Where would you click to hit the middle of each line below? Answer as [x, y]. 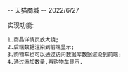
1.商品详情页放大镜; [33, 40]
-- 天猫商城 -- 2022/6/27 [43, 10]
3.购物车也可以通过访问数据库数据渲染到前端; [64, 55]
